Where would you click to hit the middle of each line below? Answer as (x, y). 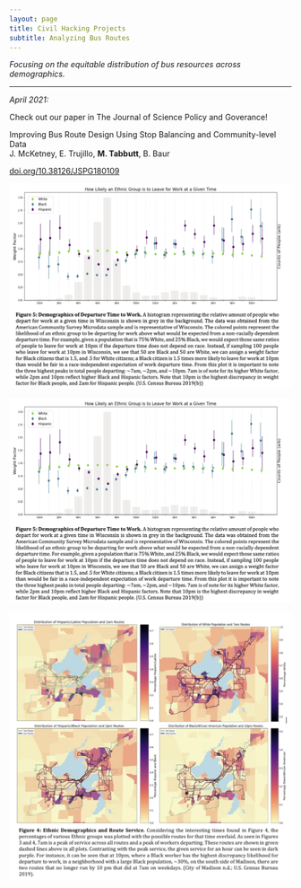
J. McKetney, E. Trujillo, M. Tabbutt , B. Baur (90, 154)
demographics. (37, 74)
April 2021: (29, 100)
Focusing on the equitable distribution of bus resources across (125, 65)
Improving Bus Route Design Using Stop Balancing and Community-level (143, 135)
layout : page (34, 19)
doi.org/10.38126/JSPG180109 (64, 171)
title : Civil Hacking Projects (68, 28)
